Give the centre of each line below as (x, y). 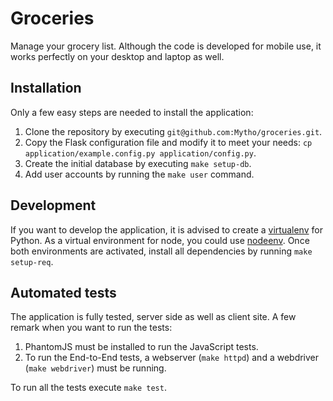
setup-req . (32, 261)
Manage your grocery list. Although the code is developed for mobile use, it (166, 46)
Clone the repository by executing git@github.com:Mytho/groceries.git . (173, 131)
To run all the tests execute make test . (88, 388)
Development (53, 205)
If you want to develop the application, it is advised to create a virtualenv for (166, 229)
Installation (46, 88)
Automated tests (63, 292)
